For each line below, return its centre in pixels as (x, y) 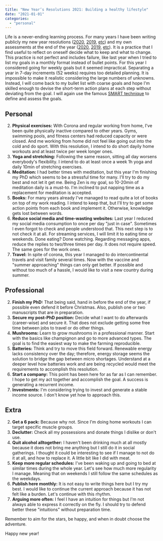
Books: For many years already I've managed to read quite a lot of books (85, 198)
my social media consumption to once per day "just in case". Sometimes (84, 224)
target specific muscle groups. (43, 427)
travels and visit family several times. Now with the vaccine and (75, 260)
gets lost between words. (37, 213)
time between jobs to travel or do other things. (58, 328)
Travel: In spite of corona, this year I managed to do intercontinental (80, 255)
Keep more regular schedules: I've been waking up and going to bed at (84, 463)
